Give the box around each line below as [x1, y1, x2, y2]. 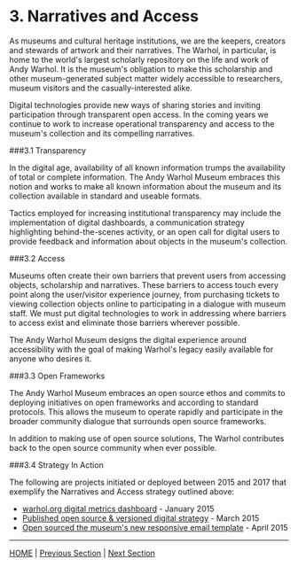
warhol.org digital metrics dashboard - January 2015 [21, 503, 215, 514]
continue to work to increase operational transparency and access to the [9, 118, 275, 129]
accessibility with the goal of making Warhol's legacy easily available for [9, 344, 274, 354]
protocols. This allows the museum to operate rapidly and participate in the [9, 406, 284, 417]
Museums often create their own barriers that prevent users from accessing [9, 270, 286, 281]
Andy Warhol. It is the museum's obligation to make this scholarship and [9, 64, 273, 74]
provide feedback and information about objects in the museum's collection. [9, 236, 288, 246]
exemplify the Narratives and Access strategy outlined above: [9, 485, 235, 497]
